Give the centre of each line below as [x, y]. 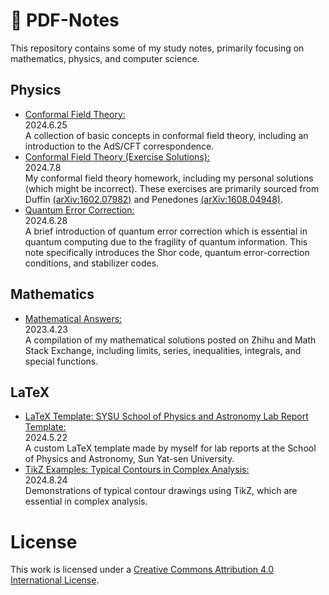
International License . [55, 580]
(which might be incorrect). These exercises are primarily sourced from [172, 188]
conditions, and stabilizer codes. [92, 263]
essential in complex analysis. [86, 501]
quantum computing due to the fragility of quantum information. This [166, 241]
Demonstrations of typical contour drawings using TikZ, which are [161, 491]
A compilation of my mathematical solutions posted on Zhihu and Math [170, 340]
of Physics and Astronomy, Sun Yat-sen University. [129, 459]
